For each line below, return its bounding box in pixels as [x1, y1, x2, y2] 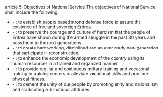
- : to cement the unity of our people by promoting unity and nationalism [12, 81, 158, 87]
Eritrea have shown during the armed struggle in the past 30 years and [12, 34, 155, 40]
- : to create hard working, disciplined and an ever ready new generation [12, 45, 159, 50]
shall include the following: [5, 9, 59, 15]
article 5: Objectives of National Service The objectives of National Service [5, 4, 156, 10]
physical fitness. [12, 76, 46, 82]
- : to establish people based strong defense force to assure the [12, 19, 141, 24]
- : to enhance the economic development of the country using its [12, 55, 145, 61]
